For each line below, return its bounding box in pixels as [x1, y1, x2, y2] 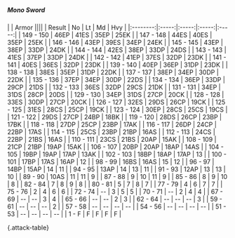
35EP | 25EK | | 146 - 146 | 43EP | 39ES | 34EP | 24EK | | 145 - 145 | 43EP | [7, 38, 223, 46]
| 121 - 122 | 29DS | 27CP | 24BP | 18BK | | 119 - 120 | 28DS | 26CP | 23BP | [7, 112, 222, 121]
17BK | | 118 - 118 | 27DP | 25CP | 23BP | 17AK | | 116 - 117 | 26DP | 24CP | [7, 120, 217, 128]
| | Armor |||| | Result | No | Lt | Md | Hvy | [7, 23, 127, 32]
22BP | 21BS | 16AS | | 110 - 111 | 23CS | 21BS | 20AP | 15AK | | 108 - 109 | [7, 135, 217, 143]
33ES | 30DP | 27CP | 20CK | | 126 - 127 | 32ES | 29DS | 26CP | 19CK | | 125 [7, 98, 226, 106]
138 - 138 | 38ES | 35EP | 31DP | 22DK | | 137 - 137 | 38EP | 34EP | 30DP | [7, 67, 219, 77]
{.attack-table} [7, 223, 49, 232]
